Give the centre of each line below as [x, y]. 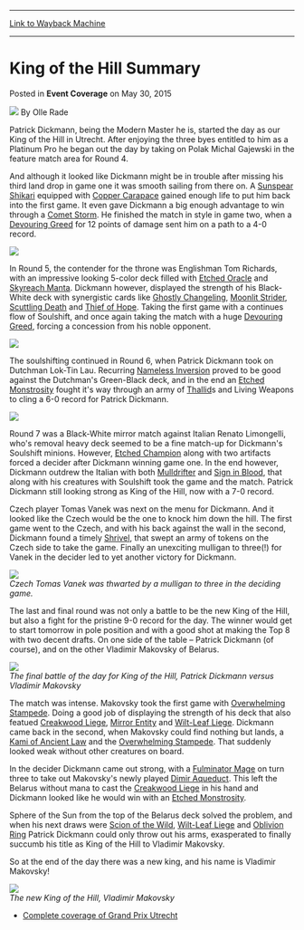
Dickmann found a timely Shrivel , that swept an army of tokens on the [139, 537]
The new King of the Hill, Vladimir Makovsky [92, 897]
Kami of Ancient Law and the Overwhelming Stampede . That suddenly [140, 741]
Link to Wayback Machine [57, 23]
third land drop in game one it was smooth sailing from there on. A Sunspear [152, 186]
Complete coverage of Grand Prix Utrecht [100, 915]
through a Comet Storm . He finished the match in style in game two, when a [151, 215]
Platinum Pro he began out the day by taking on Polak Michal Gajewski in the [152, 149]
